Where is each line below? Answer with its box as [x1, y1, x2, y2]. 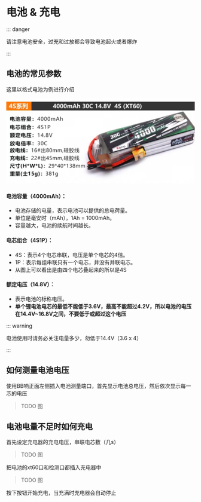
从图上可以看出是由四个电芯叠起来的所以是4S [14, 266, 127, 273]
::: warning [6, 322, 33, 329]
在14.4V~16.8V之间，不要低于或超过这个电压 [14, 310, 127, 317]
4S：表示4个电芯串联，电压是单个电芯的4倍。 [14, 251, 129, 258]
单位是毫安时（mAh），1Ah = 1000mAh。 [14, 215, 115, 222]
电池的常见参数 [6, 69, 62, 79]
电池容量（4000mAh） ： [6, 192, 67, 200]
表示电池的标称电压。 [14, 295, 68, 302]
